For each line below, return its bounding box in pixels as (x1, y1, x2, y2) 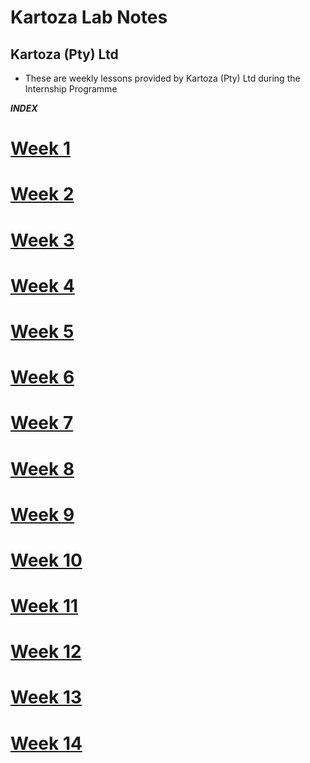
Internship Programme (24, 83, 118, 95)
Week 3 (10, 229, 75, 251)
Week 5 (10, 320, 75, 343)
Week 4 (10, 274, 75, 297)
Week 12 (10, 641, 82, 663)
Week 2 (10, 183, 75, 206)
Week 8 (10, 457, 75, 480)
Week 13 (10, 686, 83, 709)
